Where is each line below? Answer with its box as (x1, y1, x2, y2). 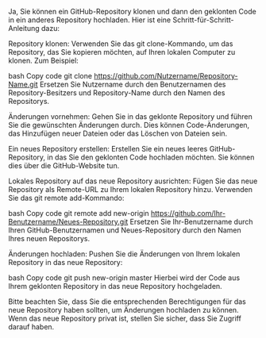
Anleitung (8, 24, 40, 33)
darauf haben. (8, 322, 55, 332)
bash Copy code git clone (8, 71, 93, 80)
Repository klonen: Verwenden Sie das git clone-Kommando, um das (8, 39, 233, 48)
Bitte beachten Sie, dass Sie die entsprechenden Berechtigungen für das (8, 297, 246, 306)
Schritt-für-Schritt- (172, 15, 234, 25)
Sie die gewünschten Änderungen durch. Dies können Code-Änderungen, (8, 121, 250, 129)
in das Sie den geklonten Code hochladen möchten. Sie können (47, 152, 255, 162)
